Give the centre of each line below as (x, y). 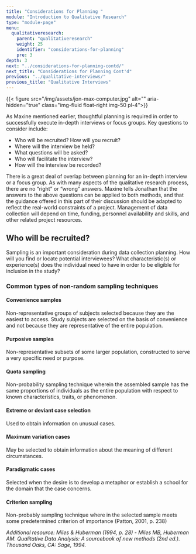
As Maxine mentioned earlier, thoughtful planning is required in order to (92, 116)
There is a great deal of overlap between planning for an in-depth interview (97, 176)
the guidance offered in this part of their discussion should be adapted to (94, 201)
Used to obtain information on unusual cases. (61, 423)
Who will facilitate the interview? (54, 159)
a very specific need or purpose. (45, 358)
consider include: (27, 129)
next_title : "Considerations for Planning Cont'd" (69, 71)
